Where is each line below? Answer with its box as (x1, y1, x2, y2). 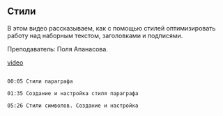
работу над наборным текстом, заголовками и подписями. (7, 31, 183, 40)
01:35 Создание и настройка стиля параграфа (7, 90, 139, 97)
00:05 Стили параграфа (7, 78, 73, 85)
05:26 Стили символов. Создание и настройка (7, 102, 139, 109)
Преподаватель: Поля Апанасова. (7, 44, 108, 53)
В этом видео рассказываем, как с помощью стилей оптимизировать (7, 24, 216, 32)
